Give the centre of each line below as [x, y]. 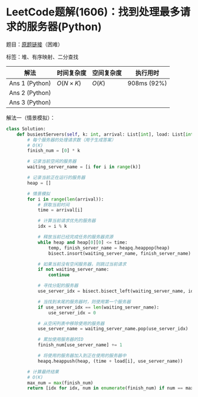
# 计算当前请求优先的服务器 [67, 221]
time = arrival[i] [60, 210]
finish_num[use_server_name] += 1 [80, 345]
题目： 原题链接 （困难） [34, 44]
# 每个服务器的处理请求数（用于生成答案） [72, 140]
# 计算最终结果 [43, 372]
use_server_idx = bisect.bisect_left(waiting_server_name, [111, 291]
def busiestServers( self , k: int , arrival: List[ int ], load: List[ [101, 134]
